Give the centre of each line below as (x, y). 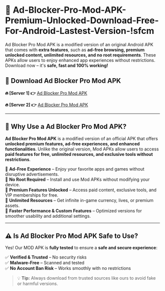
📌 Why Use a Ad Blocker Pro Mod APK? (66, 127)
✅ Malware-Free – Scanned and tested (45, 263)
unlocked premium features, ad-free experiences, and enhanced (72, 144)
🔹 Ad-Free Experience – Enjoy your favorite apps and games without (75, 169)
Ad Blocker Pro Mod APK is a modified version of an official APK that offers (82, 138)
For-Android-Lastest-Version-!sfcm (80, 31)
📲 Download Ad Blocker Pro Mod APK (63, 81)
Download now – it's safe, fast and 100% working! (57, 65)
